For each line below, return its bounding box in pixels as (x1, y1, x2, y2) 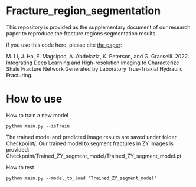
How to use (6, 93, 63, 106)
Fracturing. (6, 71, 33, 78)
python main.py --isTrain (6, 123, 70, 129)
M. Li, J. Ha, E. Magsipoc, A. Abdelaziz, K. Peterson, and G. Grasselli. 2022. (6, 53, 190, 60)
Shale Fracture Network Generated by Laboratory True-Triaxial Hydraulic (6, 65, 183, 72)
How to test (6, 163, 34, 170)
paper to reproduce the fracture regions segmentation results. (6, 29, 158, 37)
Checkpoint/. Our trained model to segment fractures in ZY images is (6, 140, 174, 147)
